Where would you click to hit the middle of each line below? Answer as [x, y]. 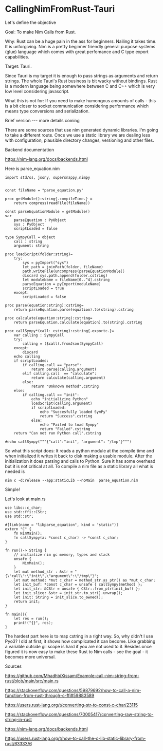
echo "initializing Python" [60, 399]
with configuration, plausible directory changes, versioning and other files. [80, 140]
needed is [15, 471]
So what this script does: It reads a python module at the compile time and [80, 451]
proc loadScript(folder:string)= [39, 254]
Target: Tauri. [18, 66]
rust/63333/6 [18, 743]
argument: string [31, 245]
